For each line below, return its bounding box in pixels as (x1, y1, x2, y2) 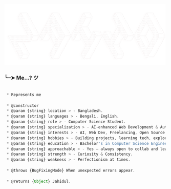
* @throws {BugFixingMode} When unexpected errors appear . (6, 168, 136, 173)
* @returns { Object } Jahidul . (6, 179, 71, 184)
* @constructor (6, 103, 39, 108)
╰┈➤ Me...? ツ (4, 74, 39, 81)
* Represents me (6, 92, 41, 97)
